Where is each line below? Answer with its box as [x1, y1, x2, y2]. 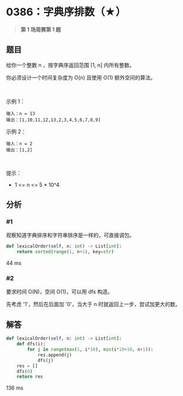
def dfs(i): [16, 341, 46, 347]
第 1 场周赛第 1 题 [20, 26, 62, 33]
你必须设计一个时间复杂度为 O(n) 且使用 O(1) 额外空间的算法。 [6, 74, 156, 81]
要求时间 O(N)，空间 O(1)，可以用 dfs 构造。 [6, 288, 113, 296]
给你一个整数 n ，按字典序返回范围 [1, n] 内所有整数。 [6, 61, 135, 68]
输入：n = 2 [6, 140, 33, 147]
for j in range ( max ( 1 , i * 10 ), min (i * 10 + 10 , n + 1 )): [27, 347, 154, 353]
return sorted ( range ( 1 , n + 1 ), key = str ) [16, 249, 114, 255]
